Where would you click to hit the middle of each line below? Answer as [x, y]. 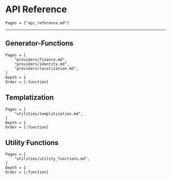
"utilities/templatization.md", [49, 114]
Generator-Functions [39, 44]
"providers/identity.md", [42, 64]
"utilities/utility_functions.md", [52, 159]
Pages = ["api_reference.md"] [37, 23]
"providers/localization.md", [47, 68]
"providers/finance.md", [41, 60]
